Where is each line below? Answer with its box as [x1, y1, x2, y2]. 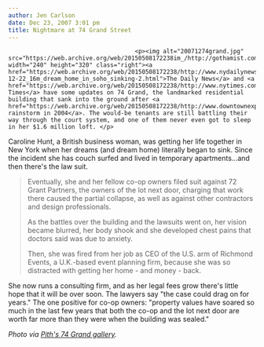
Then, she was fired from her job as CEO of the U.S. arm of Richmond [27, 249, 254, 259]
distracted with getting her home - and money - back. [27, 266, 202, 276]
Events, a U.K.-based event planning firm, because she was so [27, 258, 231, 267]
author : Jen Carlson [8, 11, 76, 20]
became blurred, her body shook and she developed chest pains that [27, 225, 251, 236]
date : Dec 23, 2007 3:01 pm [8, 19, 101, 27]
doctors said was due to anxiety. [27, 234, 134, 243]
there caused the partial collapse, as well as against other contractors [27, 194, 254, 203]
